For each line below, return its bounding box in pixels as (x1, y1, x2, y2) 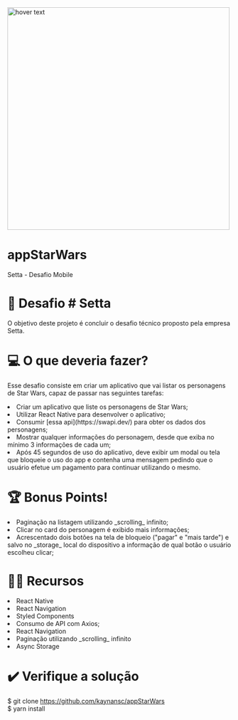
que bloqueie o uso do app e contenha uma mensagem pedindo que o (7, 455, 213, 464)
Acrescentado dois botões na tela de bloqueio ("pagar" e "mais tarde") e (16, 533, 229, 541)
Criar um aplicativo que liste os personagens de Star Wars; (16, 402, 188, 411)
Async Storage (16, 642, 60, 650)
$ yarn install (7, 704, 45, 713)
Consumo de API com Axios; (16, 619, 100, 627)
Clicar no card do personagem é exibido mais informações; (16, 525, 190, 533)
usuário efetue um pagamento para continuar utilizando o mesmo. (7, 463, 201, 471)
